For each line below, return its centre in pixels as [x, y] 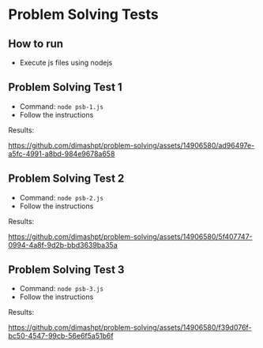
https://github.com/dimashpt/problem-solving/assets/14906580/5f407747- [130, 236]
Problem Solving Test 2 [66, 179]
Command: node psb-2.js [62, 197]
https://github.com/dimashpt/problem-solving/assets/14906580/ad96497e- [131, 145]
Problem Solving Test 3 [66, 270]
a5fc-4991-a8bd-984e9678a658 [62, 153]
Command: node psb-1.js [62, 106]
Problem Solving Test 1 [65, 87]
